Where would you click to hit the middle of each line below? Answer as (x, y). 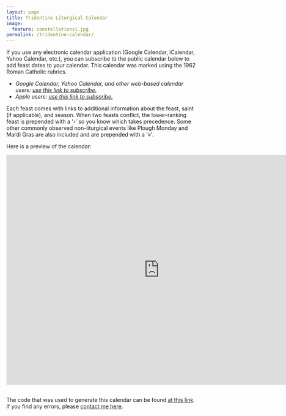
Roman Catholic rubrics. (37, 72)
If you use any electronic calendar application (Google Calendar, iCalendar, (101, 52)
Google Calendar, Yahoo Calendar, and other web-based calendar (99, 84)
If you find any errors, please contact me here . (65, 407)
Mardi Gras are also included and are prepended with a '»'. (80, 135)
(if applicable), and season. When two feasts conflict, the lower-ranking (97, 115)
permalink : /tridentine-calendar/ (50, 35)
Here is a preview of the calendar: (49, 146)
